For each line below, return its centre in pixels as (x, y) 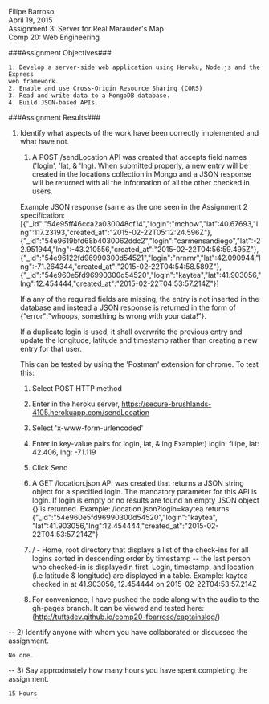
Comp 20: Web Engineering (54, 37)
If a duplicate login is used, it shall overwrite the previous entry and (131, 332)
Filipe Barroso (31, 12)
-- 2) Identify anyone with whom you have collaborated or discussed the (128, 632)
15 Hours (23, 694)
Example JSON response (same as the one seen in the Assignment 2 (134, 207)
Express (21, 75)
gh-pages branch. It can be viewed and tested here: (118, 608)
